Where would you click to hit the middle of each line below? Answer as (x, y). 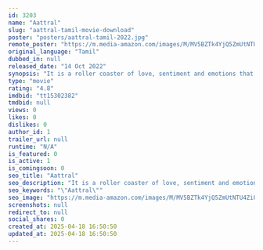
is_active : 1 (29, 161)
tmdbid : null (29, 103)
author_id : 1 (29, 132)
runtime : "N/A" (33, 147)
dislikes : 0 (27, 125)
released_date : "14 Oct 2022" (58, 67)
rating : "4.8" (31, 88)
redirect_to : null (38, 212)
